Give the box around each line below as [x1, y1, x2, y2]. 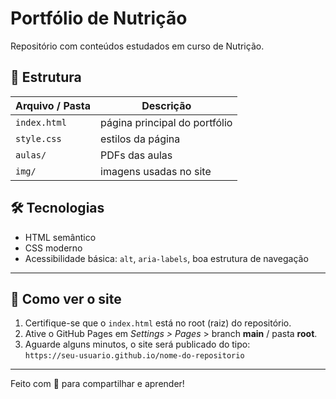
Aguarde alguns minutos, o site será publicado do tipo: [24, 338, 251, 351]
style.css [15, 133, 62, 144]
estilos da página [100, 132, 181, 146]
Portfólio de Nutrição [10, 7, 188, 30]
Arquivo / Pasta [15, 98, 92, 112]
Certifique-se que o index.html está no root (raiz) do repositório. [24, 317, 292, 329]
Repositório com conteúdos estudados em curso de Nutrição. [10, 40, 265, 52]
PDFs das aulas [100, 148, 173, 162]
